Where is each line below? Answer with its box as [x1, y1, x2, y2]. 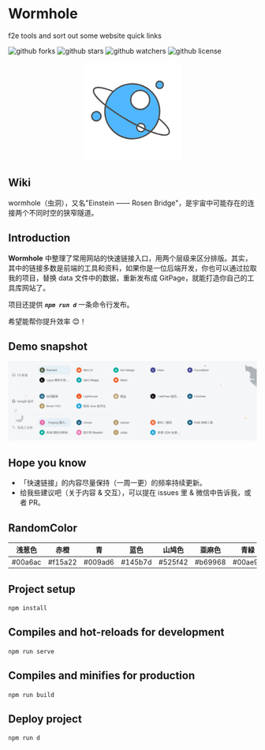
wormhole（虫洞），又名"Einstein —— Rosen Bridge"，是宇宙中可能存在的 [8, 198, 248, 208]
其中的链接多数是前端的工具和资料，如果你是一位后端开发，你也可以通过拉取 [8, 263, 257, 272]
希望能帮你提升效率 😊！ [8, 317, 87, 326]
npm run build [8, 691, 55, 699]
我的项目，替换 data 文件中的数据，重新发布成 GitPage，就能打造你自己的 [8, 273, 248, 283]
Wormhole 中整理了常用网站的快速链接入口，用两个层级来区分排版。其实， [8, 253, 252, 263]
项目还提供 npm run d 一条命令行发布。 [8, 299, 134, 309]
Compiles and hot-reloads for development [8, 625, 225, 639]
